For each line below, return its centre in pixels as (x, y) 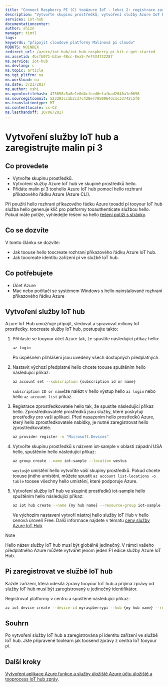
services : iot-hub (24, 19)
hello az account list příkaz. (42, 397)
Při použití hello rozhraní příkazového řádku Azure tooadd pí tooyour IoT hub (84, 204)
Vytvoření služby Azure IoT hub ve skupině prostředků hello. (74, 183)
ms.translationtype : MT (30, 103)
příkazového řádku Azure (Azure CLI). (51, 194)
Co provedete (27, 166)
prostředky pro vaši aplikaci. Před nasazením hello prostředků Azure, (83, 417)
